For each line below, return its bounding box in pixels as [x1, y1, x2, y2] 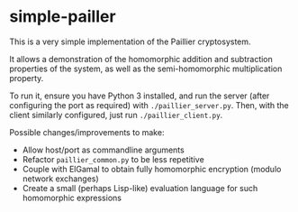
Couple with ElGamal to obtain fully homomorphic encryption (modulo [22, 163, 282, 174]
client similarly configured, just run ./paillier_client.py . [9, 109, 223, 120]
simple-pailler [9, 6, 116, 27]
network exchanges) [22, 173, 99, 184]
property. [9, 72, 44, 83]
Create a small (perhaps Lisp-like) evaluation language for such [22, 182, 258, 193]
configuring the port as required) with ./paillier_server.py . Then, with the [9, 99, 290, 110]
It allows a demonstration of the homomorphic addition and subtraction [9, 53, 273, 64]
